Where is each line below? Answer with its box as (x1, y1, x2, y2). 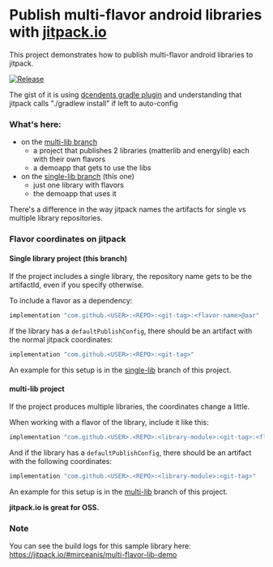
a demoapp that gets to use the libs (32, 163, 151, 173)
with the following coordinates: (9, 457, 113, 466)
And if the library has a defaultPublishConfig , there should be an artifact (9, 448, 252, 457)
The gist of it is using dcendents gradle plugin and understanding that (9, 89, 242, 99)
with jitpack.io (9, 23, 108, 41)
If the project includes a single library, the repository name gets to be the (9, 272, 252, 281)
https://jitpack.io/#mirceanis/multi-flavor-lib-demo (9, 550, 177, 560)
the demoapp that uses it (32, 189, 117, 199)
